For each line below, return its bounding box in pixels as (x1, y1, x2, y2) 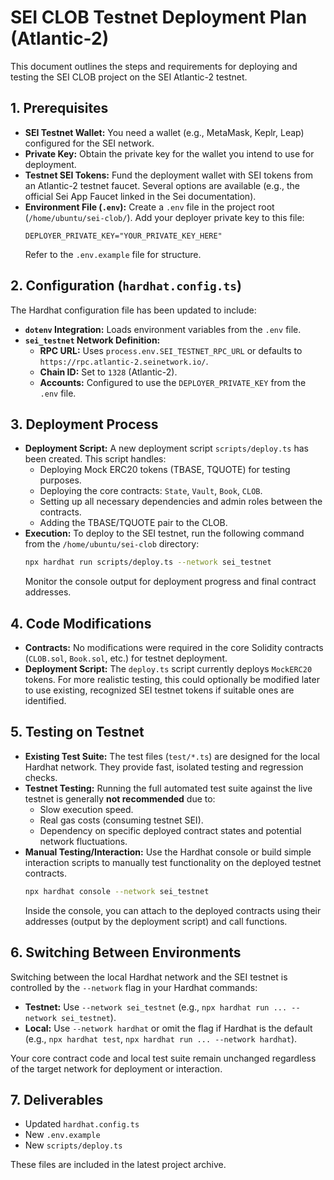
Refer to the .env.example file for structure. (24, 248, 202, 260)
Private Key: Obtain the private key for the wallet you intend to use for (24, 147, 315, 160)
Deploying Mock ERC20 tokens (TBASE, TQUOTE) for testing (39, 464, 291, 476)
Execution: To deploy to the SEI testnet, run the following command (24, 527, 305, 540)
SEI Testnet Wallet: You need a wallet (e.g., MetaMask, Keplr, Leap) (24, 126, 305, 138)
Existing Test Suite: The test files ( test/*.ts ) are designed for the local (24, 750, 320, 762)
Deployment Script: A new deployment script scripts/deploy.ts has (24, 442, 309, 455)
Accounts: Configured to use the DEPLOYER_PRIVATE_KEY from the (39, 376, 307, 388)
